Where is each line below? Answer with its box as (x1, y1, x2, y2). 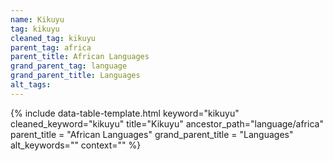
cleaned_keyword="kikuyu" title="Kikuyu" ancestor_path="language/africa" (10, 117, 324, 130)
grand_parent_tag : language (10, 61, 128, 71)
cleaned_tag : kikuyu (10, 33, 97, 43)
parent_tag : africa (10, 42, 92, 53)
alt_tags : (10, 80, 52, 90)
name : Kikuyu (10, 14, 65, 25)
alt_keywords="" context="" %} (10, 139, 142, 151)
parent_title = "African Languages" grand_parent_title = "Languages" (10, 128, 294, 140)
